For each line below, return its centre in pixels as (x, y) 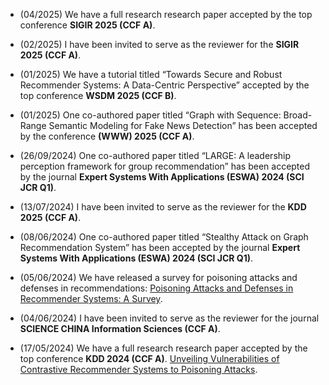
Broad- (298, 115)
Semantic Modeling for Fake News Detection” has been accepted (183, 125)
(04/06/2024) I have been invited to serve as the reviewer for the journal (169, 318)
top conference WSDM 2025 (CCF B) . (98, 95)
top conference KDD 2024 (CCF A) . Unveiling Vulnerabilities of (149, 358)
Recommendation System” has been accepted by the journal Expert (160, 247)
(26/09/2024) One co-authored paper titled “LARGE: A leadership (155, 155)
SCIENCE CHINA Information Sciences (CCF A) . (120, 328)
